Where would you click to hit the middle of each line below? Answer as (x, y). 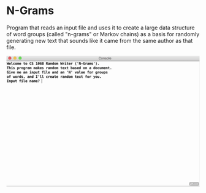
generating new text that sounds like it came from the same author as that (100, 40)
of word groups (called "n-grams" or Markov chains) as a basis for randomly (103, 34)
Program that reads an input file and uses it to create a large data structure (101, 28)
